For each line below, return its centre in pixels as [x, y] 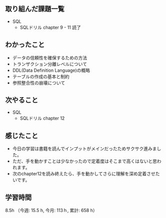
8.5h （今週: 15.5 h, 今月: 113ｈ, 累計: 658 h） [51, 210]
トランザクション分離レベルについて [50, 64]
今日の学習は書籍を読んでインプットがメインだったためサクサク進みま [84, 149]
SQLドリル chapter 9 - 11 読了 [50, 27]
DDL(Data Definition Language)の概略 [51, 70]
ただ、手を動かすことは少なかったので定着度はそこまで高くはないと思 [85, 161]
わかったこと [25, 45]
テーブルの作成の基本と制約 [41, 76]
